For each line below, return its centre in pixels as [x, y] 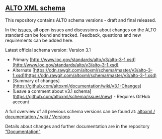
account [21, 102]
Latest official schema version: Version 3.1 [48, 50]
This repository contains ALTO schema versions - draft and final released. [81, 20]
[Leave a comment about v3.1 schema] [52, 91]
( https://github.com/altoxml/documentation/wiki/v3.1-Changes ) [77, 86]
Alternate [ [23, 70]
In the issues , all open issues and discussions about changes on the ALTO [81, 30]
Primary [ [22, 60]
